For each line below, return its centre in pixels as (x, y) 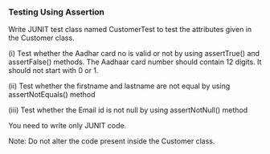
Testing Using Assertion (57, 12)
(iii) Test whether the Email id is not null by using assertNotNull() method (128, 110)
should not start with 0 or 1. (53, 71)
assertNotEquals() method (52, 95)
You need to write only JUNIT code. (67, 126)
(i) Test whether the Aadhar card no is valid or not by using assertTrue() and (134, 54)
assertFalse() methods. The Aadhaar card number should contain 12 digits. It (135, 62)
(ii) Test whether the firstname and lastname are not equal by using (119, 86)
